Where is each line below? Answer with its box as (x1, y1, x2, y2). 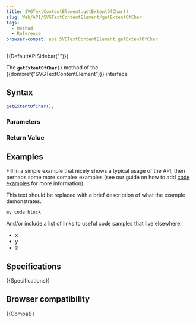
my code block (6, 209, 42, 216)
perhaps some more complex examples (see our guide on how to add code (6, 173, 190, 181)
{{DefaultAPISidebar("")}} (6, 53, 69, 59)
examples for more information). (6, 180, 85, 187)
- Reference (11, 31, 42, 37)
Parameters (6, 117, 40, 125)
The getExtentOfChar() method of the (6, 64, 99, 71)
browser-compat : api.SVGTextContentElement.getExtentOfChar (6, 36, 159, 42)
